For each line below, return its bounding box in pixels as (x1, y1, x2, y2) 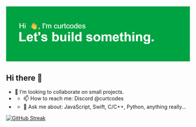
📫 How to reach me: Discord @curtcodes (23, 95, 124, 102)
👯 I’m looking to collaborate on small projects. (14, 89, 124, 95)
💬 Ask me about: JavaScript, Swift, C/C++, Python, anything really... (23, 103, 187, 110)
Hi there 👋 (6, 73, 43, 83)
